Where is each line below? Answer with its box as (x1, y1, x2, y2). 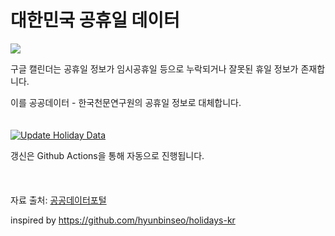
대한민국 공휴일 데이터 (10, 9, 180, 32)
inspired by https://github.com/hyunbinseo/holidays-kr (10, 214, 236, 226)
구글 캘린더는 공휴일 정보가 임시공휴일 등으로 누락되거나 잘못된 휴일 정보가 (10, 62, 299, 75)
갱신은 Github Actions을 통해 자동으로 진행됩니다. (10, 149, 205, 161)
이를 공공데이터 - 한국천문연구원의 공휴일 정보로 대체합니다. (10, 96, 242, 108)
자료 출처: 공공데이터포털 (10, 194, 107, 206)
